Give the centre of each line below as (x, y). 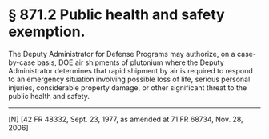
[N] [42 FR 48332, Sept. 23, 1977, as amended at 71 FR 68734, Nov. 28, (126, 119)
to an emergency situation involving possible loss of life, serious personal (129, 79)
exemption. (47, 32)
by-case (22, 62)
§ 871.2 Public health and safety (117, 15)
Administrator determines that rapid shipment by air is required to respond (131, 70)
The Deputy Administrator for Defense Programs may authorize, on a (122, 54)
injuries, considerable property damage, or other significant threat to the (128, 87)
